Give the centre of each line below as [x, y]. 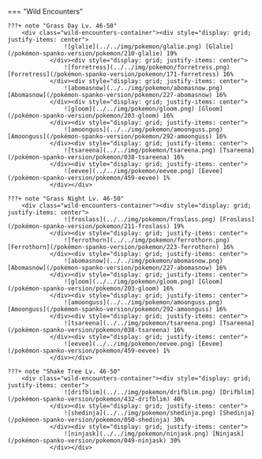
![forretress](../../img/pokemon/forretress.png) [147, 67]
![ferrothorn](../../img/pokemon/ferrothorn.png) [147, 240]
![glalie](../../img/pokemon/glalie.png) [133, 47]
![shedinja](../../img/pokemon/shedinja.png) [140, 413]
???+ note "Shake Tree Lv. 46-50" [64, 371]
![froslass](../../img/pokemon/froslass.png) [140, 220]
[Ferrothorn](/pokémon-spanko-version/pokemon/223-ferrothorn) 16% [121, 247]
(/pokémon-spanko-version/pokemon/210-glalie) [85, 54]
